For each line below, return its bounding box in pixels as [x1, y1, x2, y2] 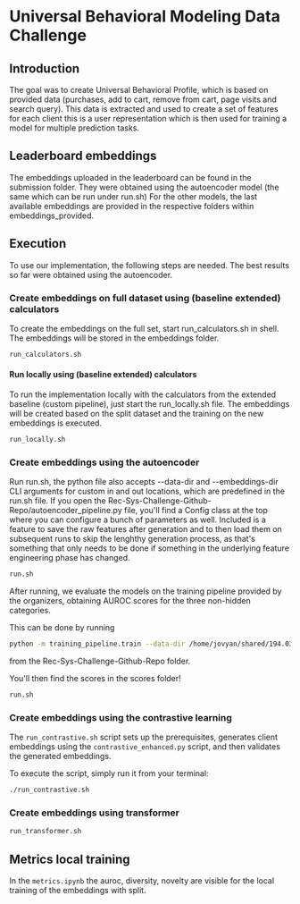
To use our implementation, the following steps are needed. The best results [9, 259, 290, 270]
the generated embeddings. [9, 751, 112, 762]
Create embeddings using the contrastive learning [9, 711, 232, 723]
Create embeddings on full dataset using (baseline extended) [9, 291, 281, 304]
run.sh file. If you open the [9, 495, 106, 506]
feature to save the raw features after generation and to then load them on [9, 524, 283, 535]
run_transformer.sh [9, 827, 82, 836]
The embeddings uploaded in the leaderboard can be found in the [9, 172, 252, 182]
